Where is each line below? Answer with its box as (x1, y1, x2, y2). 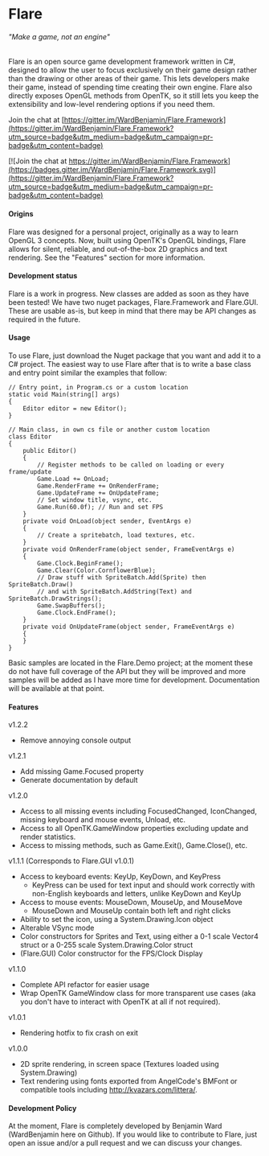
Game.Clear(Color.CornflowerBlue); (37, 566, 157, 574)
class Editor (8, 433, 52, 441)
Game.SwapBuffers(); (37, 602, 106, 610)
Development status (8, 271, 78, 281)
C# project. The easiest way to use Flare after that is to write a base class (8, 360, 251, 368)
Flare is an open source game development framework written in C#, (8, 57, 236, 67)
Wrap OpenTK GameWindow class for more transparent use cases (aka (19, 989, 256, 998)
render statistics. (19, 832, 76, 841)
